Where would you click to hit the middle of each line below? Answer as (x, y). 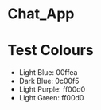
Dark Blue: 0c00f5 (49, 81)
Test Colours (50, 51)
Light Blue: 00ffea (48, 73)
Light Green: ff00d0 (51, 98)
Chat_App (41, 14)
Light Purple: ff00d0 (52, 89)
